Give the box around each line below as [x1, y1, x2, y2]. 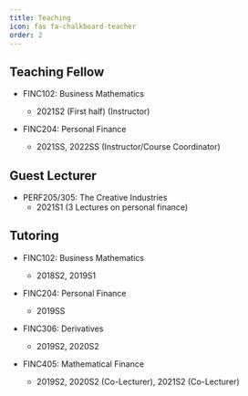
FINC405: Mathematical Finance [22, 358, 144, 370]
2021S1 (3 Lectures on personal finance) [36, 202, 189, 213]
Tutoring [9, 228, 59, 244]
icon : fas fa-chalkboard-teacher [9, 22, 137, 31]
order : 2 [9, 30, 43, 39]
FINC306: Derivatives [22, 323, 104, 334]
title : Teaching [9, 13, 71, 23]
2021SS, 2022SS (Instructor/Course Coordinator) [36, 141, 221, 152]
